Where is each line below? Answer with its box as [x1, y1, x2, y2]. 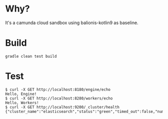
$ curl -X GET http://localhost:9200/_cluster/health [5, 104, 120, 109]
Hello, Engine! [5, 91, 37, 96]
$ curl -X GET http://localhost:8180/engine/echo [5, 87, 111, 92]
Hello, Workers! [5, 100, 39, 105]
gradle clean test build [5, 54, 57, 59]
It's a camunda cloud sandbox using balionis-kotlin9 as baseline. [5, 20, 138, 26]
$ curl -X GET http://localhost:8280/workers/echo [5, 96, 113, 101]
